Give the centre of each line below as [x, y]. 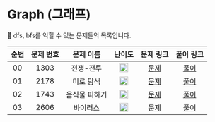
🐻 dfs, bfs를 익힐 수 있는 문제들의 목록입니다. [69, 35]
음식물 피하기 [87, 94]
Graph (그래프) [49, 14]
